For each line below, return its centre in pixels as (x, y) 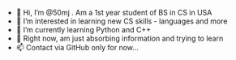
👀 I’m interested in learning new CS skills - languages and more (122, 21)
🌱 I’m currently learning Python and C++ (84, 30)
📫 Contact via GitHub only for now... (77, 47)
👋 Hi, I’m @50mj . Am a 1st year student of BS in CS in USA (114, 13)
